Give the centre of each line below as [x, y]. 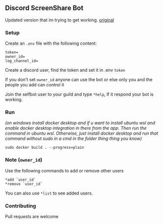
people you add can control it [35, 85]
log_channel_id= [22, 61]
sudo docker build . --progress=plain [45, 148]
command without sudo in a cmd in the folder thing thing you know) [73, 139]
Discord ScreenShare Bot [44, 8]
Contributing [21, 206]
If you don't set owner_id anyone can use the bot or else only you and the [79, 80]
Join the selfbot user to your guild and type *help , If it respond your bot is [79, 94]
